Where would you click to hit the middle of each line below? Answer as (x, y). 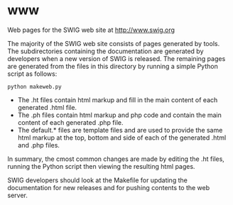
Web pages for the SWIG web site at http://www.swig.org (91, 30)
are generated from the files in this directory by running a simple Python (113, 66)
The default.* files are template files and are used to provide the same (120, 130)
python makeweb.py (34, 87)
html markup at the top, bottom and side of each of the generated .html (122, 138)
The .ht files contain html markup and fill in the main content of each (118, 100)
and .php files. (39, 145)
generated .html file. (47, 107)
